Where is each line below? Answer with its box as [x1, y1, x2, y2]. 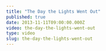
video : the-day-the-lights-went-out [6, 25, 95, 31]
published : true [6, 14, 46, 20]
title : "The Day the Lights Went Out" [6, 8, 101, 15]
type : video [6, 30, 35, 36]
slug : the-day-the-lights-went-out [6, 36, 93, 42]
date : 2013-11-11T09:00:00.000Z [6, 19, 85, 25]
